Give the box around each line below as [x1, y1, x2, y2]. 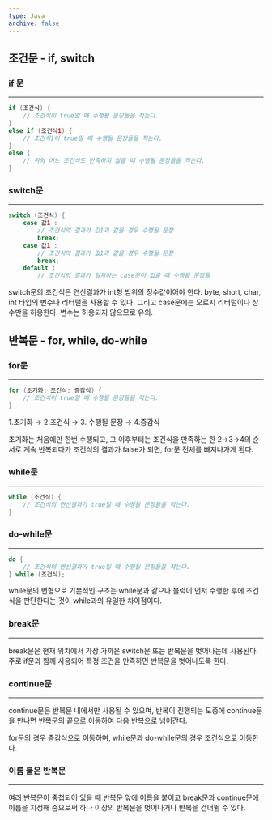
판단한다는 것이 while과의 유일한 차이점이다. [23, 596, 163, 605]
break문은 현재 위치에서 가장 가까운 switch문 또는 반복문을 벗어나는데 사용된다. [8, 645, 259, 656]
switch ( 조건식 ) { [8, 211, 66, 219]
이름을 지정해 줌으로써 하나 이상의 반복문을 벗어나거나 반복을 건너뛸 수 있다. [8, 803, 246, 813]
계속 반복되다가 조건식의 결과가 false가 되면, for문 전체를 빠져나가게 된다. [23, 444, 254, 454]
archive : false [8, 19, 60, 28]
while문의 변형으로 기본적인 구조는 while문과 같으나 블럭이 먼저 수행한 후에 [8, 586, 244, 596]
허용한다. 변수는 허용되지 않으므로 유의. [29, 308, 154, 317]
